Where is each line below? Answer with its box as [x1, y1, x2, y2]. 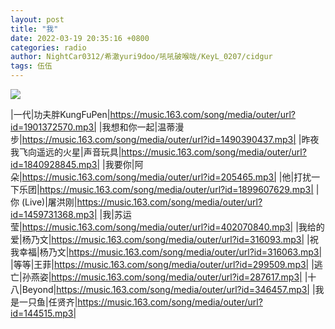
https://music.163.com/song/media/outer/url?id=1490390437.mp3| [21, 134, 297, 145]
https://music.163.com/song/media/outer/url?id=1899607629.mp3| [39, 184, 314, 195]
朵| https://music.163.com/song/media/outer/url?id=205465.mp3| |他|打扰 [10, 171, 312, 183]
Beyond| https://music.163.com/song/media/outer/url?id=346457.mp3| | [21, 284, 316, 295]
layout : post [10, 14, 65, 25]
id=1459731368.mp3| [10, 209, 98, 220]
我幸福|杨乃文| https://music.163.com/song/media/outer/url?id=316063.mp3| [10, 246, 323, 258]
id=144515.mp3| [10, 307, 77, 319]
